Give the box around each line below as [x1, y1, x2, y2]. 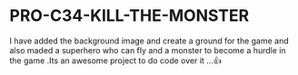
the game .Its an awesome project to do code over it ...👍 [9, 55, 222, 66]
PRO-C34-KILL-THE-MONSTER [9, 5, 250, 26]
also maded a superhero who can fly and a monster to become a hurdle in [9, 44, 286, 55]
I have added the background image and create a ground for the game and [9, 35, 289, 46]
